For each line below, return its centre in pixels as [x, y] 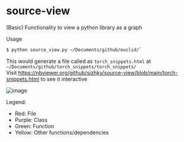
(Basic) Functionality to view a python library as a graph [74, 27]
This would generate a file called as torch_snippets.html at [79, 61]
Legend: [16, 102]
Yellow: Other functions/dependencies [62, 132]
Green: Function [34, 126]
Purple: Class [31, 119]
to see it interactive [64, 79]
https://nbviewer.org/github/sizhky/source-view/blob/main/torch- [98, 72]
